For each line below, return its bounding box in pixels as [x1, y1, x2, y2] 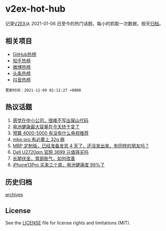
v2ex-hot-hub [5, 3, 66, 15]
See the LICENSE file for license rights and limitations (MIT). [5, 220, 131, 226]
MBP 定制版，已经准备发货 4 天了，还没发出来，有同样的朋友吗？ [12, 143, 150, 149]
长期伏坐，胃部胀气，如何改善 [12, 155, 75, 161]
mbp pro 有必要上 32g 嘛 [12, 136, 65, 142]
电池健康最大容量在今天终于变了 [12, 123, 80, 129]
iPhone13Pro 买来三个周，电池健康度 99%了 [12, 161, 105, 168]
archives [5, 191, 23, 198]
